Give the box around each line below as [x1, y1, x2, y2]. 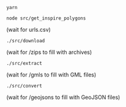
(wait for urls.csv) [6, 26, 51, 33]
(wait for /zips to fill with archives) [6, 48, 92, 56]
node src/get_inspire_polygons [6, 15, 86, 21]
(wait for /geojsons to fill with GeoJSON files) [6, 94, 120, 101]
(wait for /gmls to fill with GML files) [6, 71, 97, 78]
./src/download [6, 38, 45, 44]
